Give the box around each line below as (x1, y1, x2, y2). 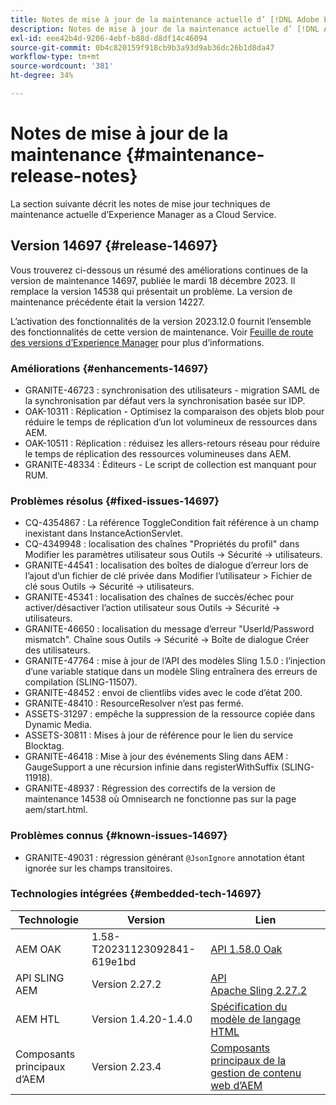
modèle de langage (210, 1012, 302, 1026)
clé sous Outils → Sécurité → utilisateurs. (24, 581, 195, 593)
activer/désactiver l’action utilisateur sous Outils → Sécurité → (24, 602, 281, 614)
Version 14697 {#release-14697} (10, 237, 219, 255)
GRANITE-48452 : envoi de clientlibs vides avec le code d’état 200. (24, 687, 303, 699)
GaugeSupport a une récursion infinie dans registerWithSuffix (24, 761, 280, 773)
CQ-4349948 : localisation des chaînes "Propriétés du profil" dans (24, 538, 300, 550)
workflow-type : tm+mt (10, 52, 101, 62)
